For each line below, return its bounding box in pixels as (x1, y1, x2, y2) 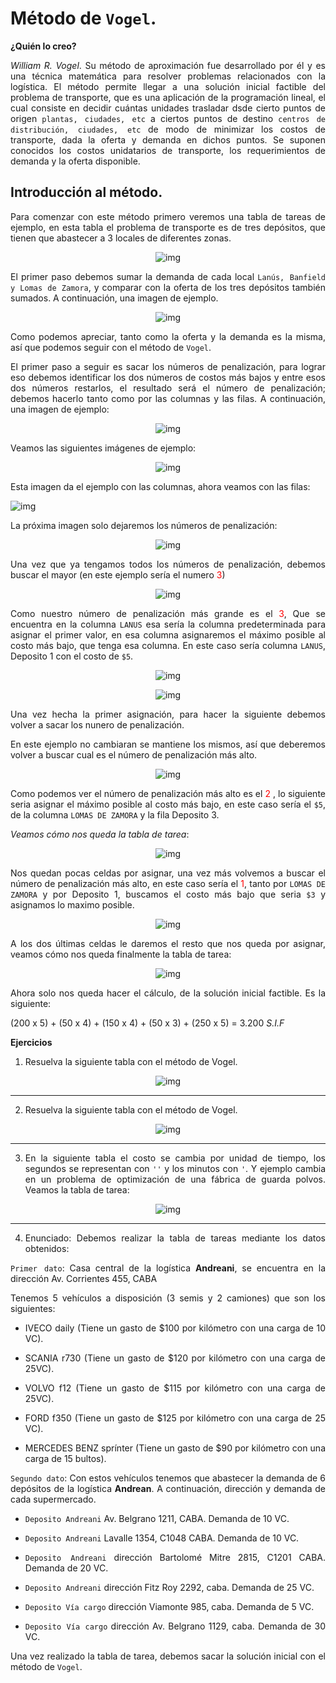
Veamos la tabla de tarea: (24, 1183, 130, 1196)
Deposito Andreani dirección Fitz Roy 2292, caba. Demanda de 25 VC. (24, 1581, 315, 1593)
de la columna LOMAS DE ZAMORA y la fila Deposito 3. (10, 808, 220, 821)
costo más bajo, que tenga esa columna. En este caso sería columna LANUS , (10, 639, 326, 651)
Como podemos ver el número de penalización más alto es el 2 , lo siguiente (10, 787, 326, 799)
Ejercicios (10, 1036, 53, 1048)
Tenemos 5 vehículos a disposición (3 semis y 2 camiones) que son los (10, 1292, 326, 1304)
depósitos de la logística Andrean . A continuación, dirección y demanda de (10, 1482, 326, 1494)
